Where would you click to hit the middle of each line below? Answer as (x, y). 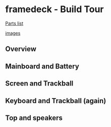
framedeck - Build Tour (54, 9)
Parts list (14, 23)
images (13, 33)
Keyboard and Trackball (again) (56, 100)
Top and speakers (34, 118)
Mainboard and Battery (42, 66)
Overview (21, 49)
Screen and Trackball (39, 84)
